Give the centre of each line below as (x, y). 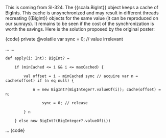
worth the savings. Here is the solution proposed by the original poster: (80, 29)
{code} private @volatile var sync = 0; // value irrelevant (64, 39)
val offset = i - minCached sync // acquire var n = (81, 76)
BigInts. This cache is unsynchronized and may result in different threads (82, 13)
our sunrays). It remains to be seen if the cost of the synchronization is (80, 24)
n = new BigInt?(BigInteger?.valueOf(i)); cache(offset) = (97, 89)
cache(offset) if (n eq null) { (40, 81)
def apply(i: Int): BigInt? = (38, 58)
